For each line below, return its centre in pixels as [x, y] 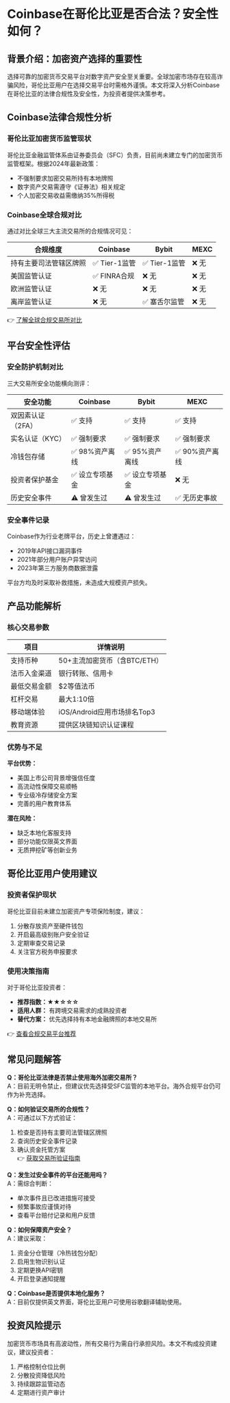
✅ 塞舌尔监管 [164, 301]
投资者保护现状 [32, 895]
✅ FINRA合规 [114, 275]
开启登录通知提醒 [41, 1279]
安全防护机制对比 [35, 367]
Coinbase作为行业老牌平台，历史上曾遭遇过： [72, 536]
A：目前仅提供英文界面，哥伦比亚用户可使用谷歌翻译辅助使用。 [96, 1301]
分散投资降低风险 [41, 1375]
